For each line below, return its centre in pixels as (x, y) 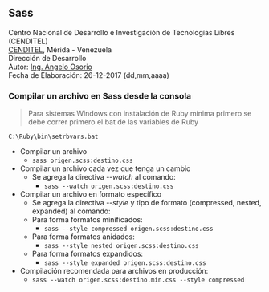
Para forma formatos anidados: (83, 237)
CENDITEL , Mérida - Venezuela (60, 49)
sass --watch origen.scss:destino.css (109, 187)
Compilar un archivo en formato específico (91, 194)
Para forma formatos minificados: (87, 220)
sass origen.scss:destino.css (83, 161)
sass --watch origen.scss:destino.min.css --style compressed (138, 280)
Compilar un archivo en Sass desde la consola (100, 95)
